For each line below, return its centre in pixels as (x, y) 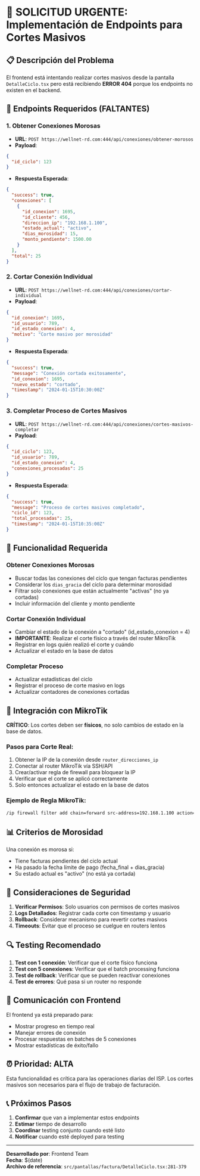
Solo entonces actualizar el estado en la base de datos (82, 785)
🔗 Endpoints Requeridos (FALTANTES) (78, 109)
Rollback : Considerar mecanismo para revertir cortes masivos (91, 920)
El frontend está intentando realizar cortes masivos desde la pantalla (90, 77)
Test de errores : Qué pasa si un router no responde (78, 981)
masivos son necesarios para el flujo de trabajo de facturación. (83, 1085)
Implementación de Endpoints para (94, 25)
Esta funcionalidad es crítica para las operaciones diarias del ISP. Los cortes (100, 1078)
